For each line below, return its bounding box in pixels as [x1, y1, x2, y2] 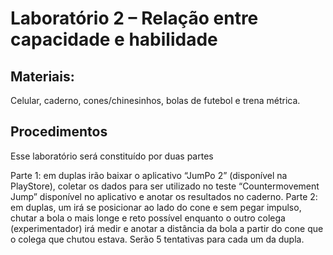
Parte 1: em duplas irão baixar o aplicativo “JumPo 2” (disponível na [10, 169, 288, 181]
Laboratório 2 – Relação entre [10, 7, 259, 30]
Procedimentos [10, 123, 108, 141]
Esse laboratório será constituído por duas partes [10, 150, 214, 162]
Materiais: [10, 68, 75, 85]
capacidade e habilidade [10, 28, 218, 51]
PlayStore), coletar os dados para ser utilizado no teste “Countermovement [10, 180, 320, 192]
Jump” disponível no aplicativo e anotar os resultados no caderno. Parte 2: [10, 190, 318, 202]
